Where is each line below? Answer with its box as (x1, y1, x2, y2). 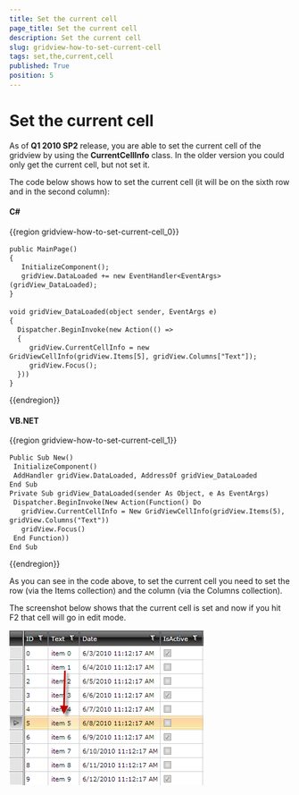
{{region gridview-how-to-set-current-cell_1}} (9, 435, 178, 446)
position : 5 (9, 72, 54, 80)
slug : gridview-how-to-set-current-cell (9, 43, 162, 52)
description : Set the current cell (9, 33, 142, 42)
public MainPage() (9, 245, 78, 254)
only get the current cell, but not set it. (9, 159, 150, 170)
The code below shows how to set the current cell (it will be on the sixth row (9, 176, 290, 187)
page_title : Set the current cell (9, 23, 138, 33)
